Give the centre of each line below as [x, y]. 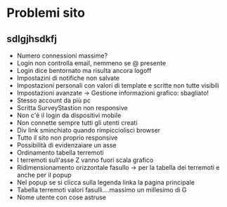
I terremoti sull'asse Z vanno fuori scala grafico [85, 160]
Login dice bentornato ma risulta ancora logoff [84, 71]
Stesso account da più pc [53, 100]
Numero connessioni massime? [62, 55]
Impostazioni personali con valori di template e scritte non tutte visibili [118, 85]
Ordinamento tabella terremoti [60, 153]
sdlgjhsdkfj [32, 39]
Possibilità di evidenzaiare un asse [66, 145]
